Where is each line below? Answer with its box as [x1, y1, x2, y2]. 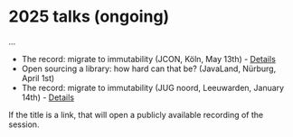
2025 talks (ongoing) [8, 6, 170, 27]
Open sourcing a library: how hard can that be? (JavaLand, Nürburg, [21, 63, 277, 74]
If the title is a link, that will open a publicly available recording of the [8, 109, 264, 120]
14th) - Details [21, 92, 74, 103]
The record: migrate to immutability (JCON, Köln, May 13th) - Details [21, 53, 277, 64]
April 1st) [21, 72, 55, 83]
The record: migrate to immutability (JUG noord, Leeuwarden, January [21, 82, 285, 93]
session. [8, 119, 40, 130]
